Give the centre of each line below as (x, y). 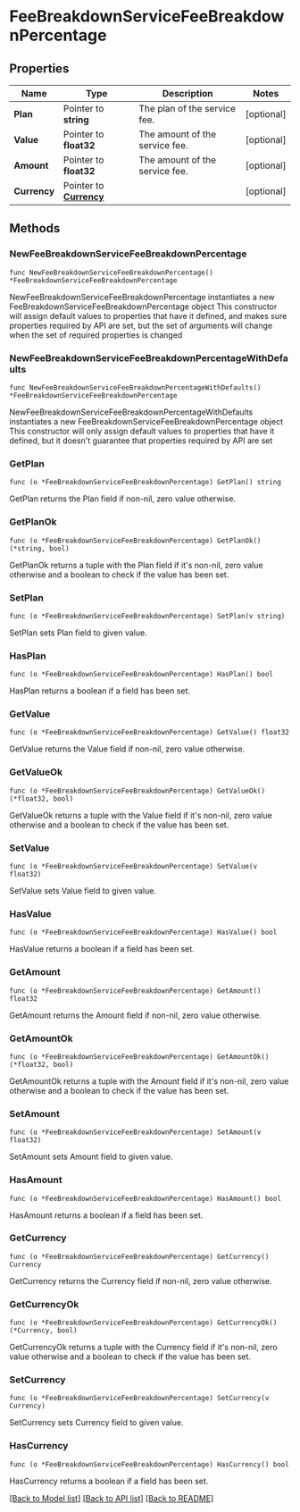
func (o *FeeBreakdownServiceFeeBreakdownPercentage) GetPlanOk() (135, 541)
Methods (35, 228)
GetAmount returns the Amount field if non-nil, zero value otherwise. (135, 1015)
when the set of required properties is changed (96, 335)
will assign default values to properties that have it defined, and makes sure (148, 315)
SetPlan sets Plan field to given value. (78, 633)
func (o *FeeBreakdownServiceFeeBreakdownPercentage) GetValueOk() (137, 791)
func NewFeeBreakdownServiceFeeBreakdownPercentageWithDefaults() (135, 387)
